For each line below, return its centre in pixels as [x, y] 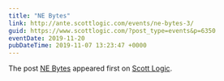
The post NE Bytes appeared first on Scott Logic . [90, 68]
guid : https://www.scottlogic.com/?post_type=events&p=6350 [112, 30]
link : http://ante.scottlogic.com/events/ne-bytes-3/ [101, 23]
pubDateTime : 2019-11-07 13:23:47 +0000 [78, 46]
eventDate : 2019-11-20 [47, 38]
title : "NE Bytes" [39, 16]
